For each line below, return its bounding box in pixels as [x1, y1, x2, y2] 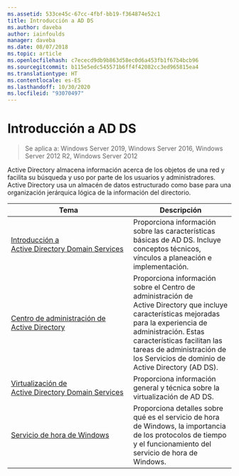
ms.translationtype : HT [7, 70, 78, 77]
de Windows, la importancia [132, 421, 226, 431]
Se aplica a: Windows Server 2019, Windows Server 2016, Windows [24, 144, 223, 153]
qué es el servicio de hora [132, 413, 220, 423]
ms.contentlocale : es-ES [7, 76, 81, 84]
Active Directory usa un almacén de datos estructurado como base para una [7, 181, 231, 190]
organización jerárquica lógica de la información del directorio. [7, 188, 191, 197]
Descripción [159, 205, 202, 215]
